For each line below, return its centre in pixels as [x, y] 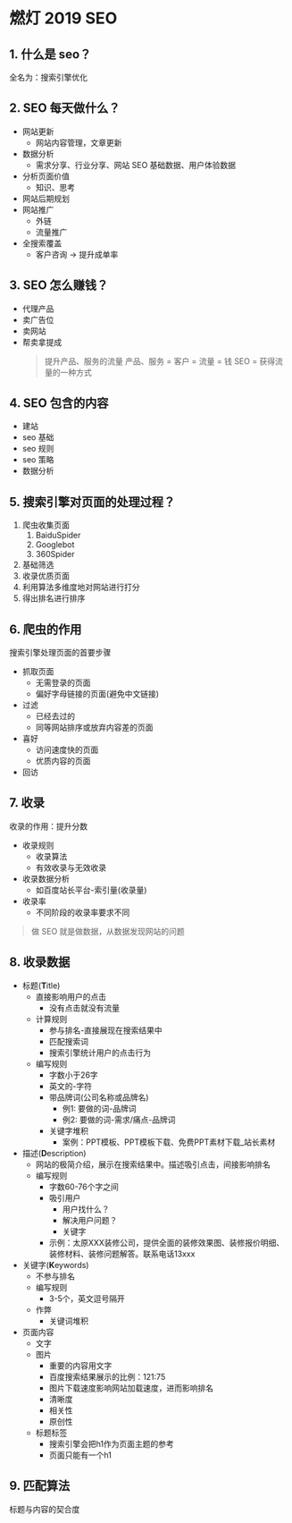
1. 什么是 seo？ [50, 54]
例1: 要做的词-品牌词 [99, 1108]
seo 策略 [38, 460]
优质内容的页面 [63, 761]
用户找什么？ [86, 1209]
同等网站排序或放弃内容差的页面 [94, 728]
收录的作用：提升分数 [48, 826]
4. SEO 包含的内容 [59, 403]
